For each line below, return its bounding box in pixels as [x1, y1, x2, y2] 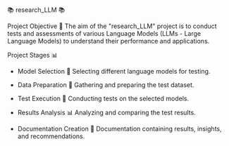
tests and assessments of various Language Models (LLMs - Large [7, 29, 202, 37]
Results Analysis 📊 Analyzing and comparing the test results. [17, 108, 196, 117]
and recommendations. [17, 132, 85, 140]
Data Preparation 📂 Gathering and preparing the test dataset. [17, 81, 194, 89]
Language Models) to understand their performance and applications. [7, 37, 210, 45]
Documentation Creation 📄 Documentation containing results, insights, [17, 125, 222, 133]
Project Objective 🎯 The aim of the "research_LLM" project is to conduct [7, 22, 217, 30]
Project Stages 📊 [7, 51, 58, 59]
